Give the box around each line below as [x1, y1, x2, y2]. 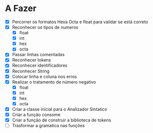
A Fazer [5, 3, 37, 14]
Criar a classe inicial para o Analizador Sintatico [12, 106, 107, 112]
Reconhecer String [12, 68, 50, 74]
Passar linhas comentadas [12, 52, 65, 58]
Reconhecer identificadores [12, 62, 68, 68]
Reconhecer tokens [12, 57, 51, 63]
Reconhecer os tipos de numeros [12, 25, 78, 30]
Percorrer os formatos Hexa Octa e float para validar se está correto [12, 19, 149, 25]
